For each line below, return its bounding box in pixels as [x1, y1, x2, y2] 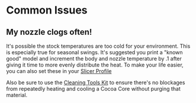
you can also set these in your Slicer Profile [6, 68, 112, 74]
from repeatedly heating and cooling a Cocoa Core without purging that [6, 85, 181, 92]
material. [6, 92, 28, 98]
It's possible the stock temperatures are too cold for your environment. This [6, 42, 191, 49]
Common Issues [6, 4, 88, 17]
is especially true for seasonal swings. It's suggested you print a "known [6, 49, 183, 56]
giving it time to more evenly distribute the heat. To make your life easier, [6, 61, 184, 68]
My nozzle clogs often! [6, 27, 92, 37]
